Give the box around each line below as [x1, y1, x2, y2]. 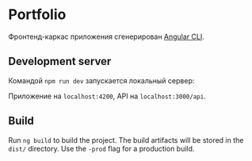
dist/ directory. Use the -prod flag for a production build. [8, 144, 195, 153]
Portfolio [8, 6, 67, 24]
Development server [8, 55, 112, 68]
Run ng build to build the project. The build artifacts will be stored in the [8, 135, 244, 144]
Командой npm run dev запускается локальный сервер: [8, 75, 195, 85]
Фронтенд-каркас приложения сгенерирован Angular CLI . [8, 32, 204, 41]
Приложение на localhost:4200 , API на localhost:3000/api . [8, 91, 206, 101]
